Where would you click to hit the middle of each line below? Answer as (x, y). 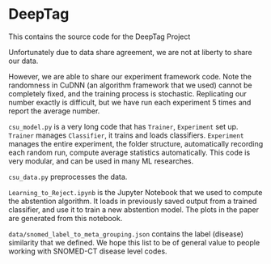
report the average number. (54, 111)
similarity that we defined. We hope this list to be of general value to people (134, 242)
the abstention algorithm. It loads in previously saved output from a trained (133, 201)
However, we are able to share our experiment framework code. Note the (130, 76)
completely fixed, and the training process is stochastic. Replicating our (127, 93)
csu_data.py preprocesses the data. (68, 177)
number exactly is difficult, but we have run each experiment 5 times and (130, 102)
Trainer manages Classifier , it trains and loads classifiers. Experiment (126, 135)
